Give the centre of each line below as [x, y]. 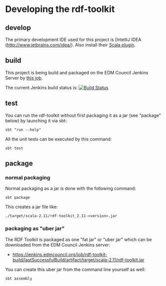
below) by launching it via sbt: [36, 120]
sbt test [14, 148]
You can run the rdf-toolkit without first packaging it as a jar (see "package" [83, 115]
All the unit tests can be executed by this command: [58, 139]
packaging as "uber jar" [35, 229]
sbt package [17, 198]
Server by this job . [24, 78]
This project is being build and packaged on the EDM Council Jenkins [77, 72]
